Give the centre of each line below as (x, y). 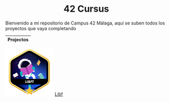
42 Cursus (86, 9)
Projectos (18, 40)
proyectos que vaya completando (41, 28)
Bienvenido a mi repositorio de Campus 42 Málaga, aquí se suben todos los (85, 23)
